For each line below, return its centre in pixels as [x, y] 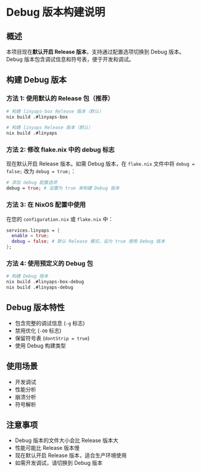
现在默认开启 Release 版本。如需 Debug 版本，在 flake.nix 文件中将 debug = [100, 164]
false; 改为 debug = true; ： [41, 171]
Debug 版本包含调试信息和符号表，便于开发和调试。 [70, 59]
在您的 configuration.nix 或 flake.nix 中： [60, 219]
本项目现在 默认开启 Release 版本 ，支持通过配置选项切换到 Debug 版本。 [95, 52]
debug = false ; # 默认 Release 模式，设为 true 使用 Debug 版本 [89, 241]
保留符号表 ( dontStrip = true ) [52, 338]
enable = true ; [31, 236]
